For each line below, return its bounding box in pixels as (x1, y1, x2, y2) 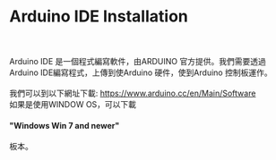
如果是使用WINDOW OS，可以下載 (9, 98, 137, 109)
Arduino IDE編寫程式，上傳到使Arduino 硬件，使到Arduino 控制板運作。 (9, 67, 272, 78)
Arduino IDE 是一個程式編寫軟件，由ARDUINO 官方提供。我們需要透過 (9, 55, 266, 66)
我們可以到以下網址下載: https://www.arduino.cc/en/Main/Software (9, 88, 256, 98)
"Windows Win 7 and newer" (9, 120, 120, 131)
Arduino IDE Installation (9, 6, 188, 27)
